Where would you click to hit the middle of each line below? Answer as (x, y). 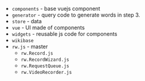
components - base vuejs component (56, 9)
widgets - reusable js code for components (64, 34)
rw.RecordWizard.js (45, 60)
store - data (27, 21)
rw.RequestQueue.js (45, 66)
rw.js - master (30, 46)
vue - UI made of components (48, 27)
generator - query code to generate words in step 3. (76, 15)
